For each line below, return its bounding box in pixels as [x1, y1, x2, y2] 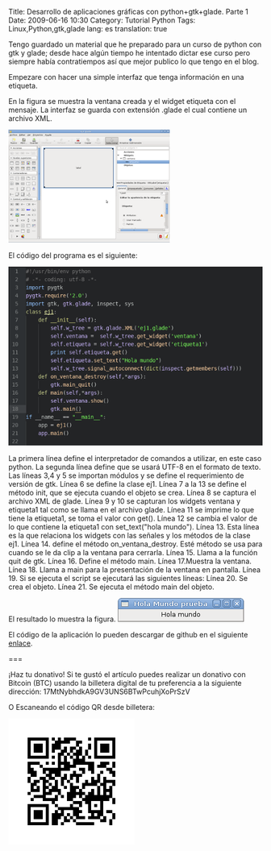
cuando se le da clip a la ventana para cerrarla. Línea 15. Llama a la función [8, 547, 258, 557]
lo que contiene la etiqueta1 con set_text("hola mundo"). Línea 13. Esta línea [8, 521, 260, 531]
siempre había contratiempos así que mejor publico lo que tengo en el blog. [8, 56, 260, 66]
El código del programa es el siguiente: [8, 251, 138, 260]
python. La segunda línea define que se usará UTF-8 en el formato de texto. [8, 462, 261, 471]
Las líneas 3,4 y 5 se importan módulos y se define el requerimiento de [8, 471, 244, 480]
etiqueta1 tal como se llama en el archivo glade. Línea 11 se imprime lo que [8, 504, 255, 514]
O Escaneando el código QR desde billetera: [8, 702, 155, 712]
